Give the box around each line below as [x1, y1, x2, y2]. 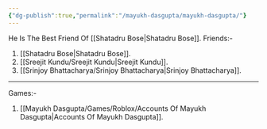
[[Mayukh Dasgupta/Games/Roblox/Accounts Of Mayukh [19, 104, 207, 113]
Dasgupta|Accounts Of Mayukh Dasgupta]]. [19, 112, 164, 121]
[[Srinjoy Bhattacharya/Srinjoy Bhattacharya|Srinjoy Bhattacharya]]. [19, 65, 242, 75]
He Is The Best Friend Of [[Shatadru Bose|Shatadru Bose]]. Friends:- [8, 33, 233, 43]
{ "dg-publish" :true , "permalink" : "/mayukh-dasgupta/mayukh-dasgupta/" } [8, 11, 247, 20]
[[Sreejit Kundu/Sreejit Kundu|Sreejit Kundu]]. [19, 57, 168, 66]
